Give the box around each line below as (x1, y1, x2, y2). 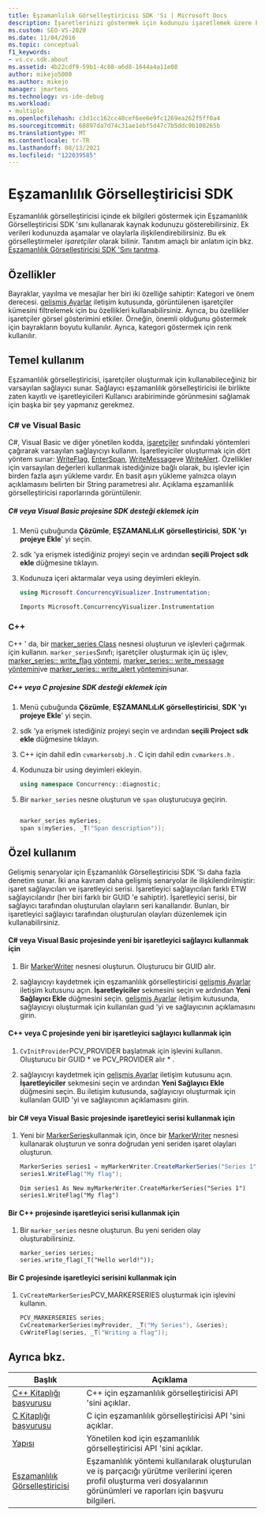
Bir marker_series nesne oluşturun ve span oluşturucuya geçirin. (19, 795, 228, 805)
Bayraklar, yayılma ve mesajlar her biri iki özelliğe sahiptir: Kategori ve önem (8, 289, 255, 298)
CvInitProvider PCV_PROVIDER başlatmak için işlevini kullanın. (19, 1046, 222, 1056)
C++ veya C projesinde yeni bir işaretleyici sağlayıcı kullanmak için (8, 1028, 232, 1038)
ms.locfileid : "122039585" (8, 151, 97, 159)
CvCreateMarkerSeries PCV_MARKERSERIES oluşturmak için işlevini (19, 1290, 236, 1300)
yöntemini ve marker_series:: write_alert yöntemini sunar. (8, 665, 189, 674)
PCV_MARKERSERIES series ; (19, 1314, 105, 1322)
